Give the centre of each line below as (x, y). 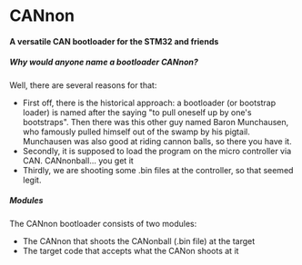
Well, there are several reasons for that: (83, 85)
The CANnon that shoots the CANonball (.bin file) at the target (139, 240)
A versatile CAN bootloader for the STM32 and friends (114, 41)
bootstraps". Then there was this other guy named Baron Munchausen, (156, 122)
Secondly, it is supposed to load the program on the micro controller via (157, 151)
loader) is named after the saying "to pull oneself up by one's (137, 112)
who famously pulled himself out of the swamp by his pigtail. (136, 132)
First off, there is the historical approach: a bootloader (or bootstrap (149, 103)
